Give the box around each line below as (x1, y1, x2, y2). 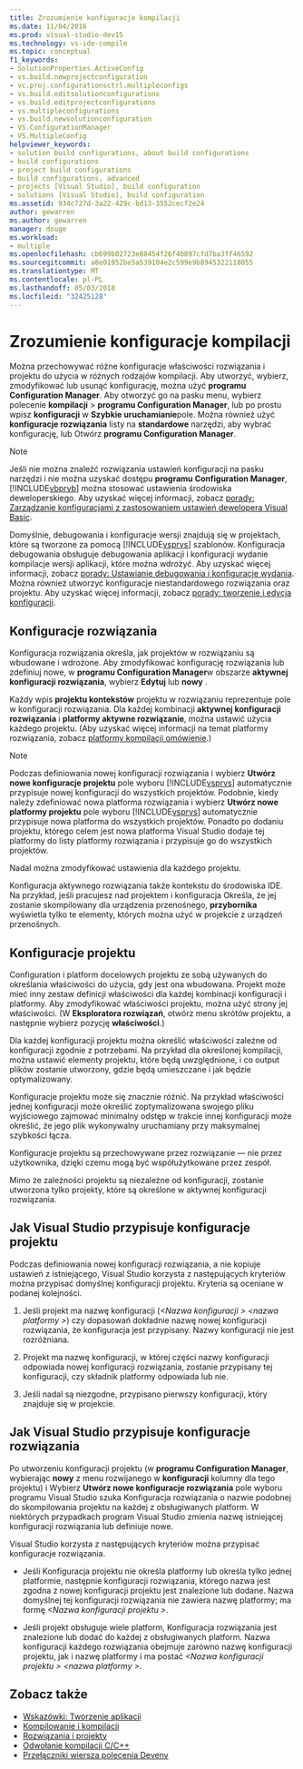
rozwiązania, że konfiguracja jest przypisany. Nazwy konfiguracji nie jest (22, 1324, 295, 1335)
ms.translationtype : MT (9, 267, 100, 276)
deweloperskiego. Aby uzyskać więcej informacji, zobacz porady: (9, 492, 256, 504)
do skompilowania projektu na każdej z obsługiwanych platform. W (9, 1501, 259, 1512)
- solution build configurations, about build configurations (9, 148, 249, 157)
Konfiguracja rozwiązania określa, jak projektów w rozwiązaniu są (9, 647, 255, 658)
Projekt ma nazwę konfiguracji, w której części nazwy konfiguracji (22, 1351, 269, 1362)
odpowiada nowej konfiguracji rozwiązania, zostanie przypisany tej (22, 1361, 273, 1372)
